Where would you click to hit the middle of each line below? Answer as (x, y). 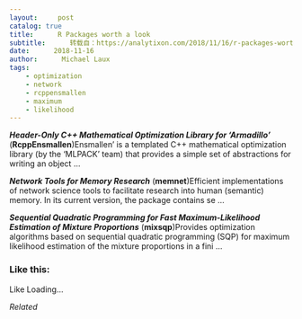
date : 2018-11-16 (52, 51)
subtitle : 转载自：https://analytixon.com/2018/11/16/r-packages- (144, 43)
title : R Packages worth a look (80, 34)
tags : (19, 68)
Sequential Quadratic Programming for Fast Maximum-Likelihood (135, 217)
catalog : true (36, 26)
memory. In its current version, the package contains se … (117, 200)
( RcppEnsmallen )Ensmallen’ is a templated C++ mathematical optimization (148, 145)
